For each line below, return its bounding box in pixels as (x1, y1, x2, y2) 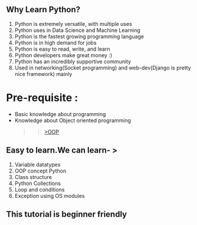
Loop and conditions (14, 186, 65, 193)
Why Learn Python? (6, 5, 81, 15)
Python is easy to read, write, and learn (14, 45, 110, 52)
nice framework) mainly (14, 70, 73, 77)
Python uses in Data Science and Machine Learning (14, 27, 140, 34)
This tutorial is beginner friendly (6, 209, 127, 219)
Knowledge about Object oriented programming (14, 117, 132, 124)
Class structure (14, 173, 52, 180)
